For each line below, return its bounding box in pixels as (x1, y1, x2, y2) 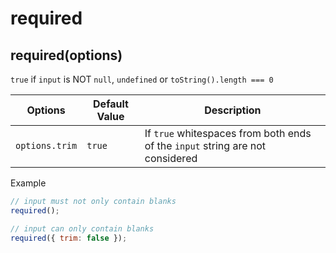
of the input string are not (144, 139, 267, 152)
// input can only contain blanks (10, 223, 155, 234)
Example (10, 177, 47, 189)
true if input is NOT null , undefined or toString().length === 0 (10, 73, 274, 85)
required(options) (10, 47, 123, 64)
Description (204, 103, 262, 117)
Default (93, 97, 129, 111)
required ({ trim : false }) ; (10, 233, 128, 243)
